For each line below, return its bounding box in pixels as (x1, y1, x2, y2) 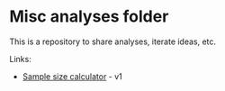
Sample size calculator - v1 (22, 70, 123, 82)
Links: (9, 53, 31, 64)
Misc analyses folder (9, 6, 169, 27)
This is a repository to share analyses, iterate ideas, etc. (9, 36, 217, 47)
